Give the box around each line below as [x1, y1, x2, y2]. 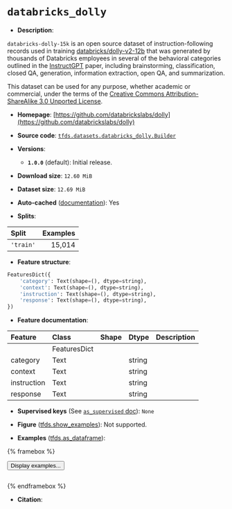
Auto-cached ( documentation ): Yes [17, 198, 120, 207]
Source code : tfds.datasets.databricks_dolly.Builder [17, 131, 177, 139]
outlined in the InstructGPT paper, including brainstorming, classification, [7, 61, 216, 69]
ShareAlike [7, 96, 38, 105]
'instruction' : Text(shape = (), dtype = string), [19, 291, 157, 297]
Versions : [17, 144, 46, 153]
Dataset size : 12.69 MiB [17, 184, 86, 193]
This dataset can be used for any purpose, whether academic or [7, 82, 191, 90]
